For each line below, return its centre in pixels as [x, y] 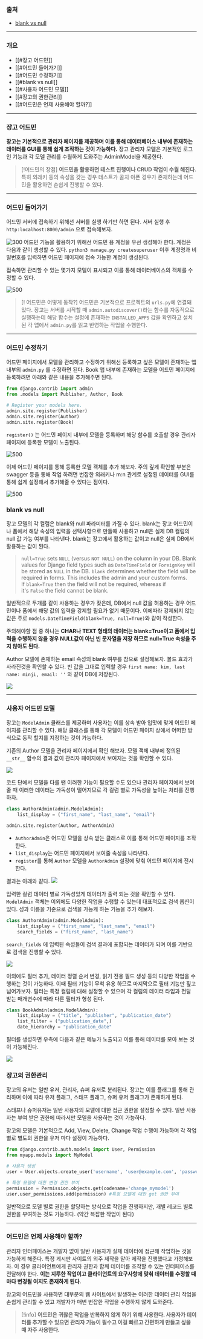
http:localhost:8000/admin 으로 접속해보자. [60, 229]
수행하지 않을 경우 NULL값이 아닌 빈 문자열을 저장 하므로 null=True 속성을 [104, 639]
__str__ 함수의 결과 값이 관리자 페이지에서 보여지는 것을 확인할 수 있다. [90, 758]
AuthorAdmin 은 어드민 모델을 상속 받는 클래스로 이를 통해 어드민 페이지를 [100, 838]
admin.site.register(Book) [40, 422]
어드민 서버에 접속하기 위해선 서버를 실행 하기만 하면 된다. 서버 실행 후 [88, 222]
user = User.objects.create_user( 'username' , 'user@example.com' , [92, 1172]
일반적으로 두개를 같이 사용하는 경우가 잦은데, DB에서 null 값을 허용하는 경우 [96, 603]
